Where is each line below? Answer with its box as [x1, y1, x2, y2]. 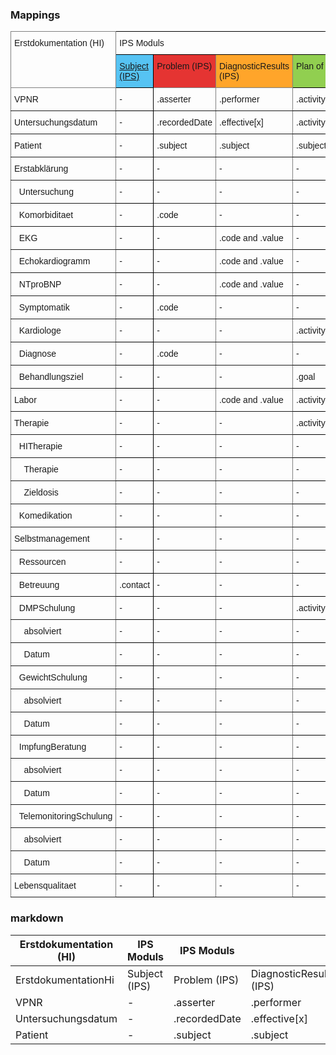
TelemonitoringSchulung [18, 811, 113, 822]
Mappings [10, 8, 61, 22]
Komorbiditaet [18, 209, 74, 221]
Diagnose [18, 348, 57, 360]
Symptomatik [18, 302, 70, 313]
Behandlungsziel [18, 371, 84, 383]
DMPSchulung [18, 603, 76, 614]
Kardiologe [18, 325, 62, 337]
